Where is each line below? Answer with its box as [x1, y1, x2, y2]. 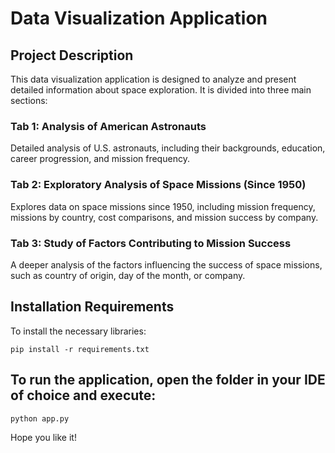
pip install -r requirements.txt [10, 344, 150, 354]
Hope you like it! [10, 431, 77, 443]
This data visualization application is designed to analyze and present [10, 73, 297, 85]
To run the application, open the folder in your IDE [10, 372, 326, 389]
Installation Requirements [10, 298, 175, 316]
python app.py [10, 413, 70, 424]
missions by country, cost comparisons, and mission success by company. [10, 211, 319, 223]
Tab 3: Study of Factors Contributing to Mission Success [10, 236, 292, 250]
